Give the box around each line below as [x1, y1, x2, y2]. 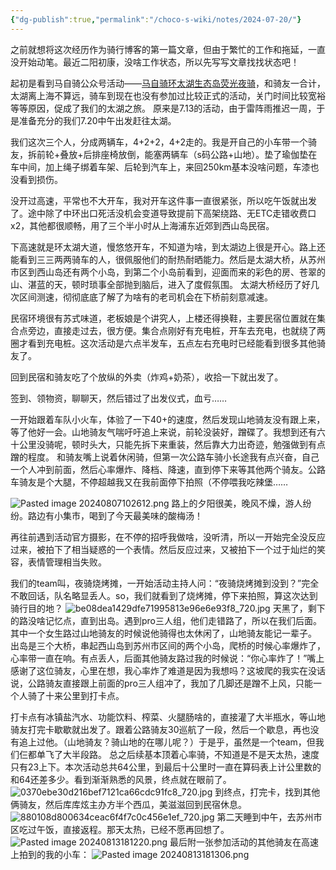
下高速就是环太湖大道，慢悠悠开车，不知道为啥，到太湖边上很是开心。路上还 [10, 241, 326, 253]
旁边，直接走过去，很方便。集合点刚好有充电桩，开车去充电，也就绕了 [27, 324, 317, 336]
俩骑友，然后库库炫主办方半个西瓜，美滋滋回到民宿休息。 [10, 798, 247, 810]
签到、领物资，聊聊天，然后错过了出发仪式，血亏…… [10, 392, 228, 404]
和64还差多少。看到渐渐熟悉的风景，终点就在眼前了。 [10, 773, 232, 785]
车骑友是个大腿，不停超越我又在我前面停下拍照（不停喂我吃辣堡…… [10, 476, 289, 488]
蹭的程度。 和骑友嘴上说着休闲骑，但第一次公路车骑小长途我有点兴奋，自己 [10, 451, 320, 463]
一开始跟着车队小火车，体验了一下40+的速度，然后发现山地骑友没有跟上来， [10, 413, 326, 425]
